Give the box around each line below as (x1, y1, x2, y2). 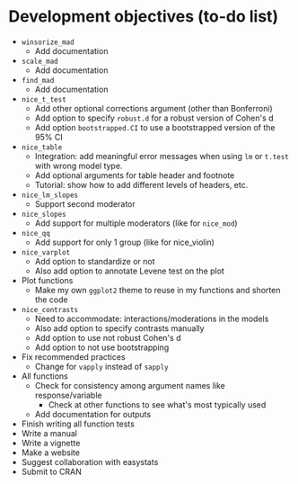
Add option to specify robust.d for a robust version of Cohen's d (34, 112, 275, 123)
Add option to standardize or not (34, 255, 155, 266)
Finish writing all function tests (21, 418, 136, 429)
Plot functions (21, 274, 74, 285)
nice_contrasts (21, 305, 79, 314)
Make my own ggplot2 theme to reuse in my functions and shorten (34, 284, 281, 295)
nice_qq (21, 229, 50, 238)
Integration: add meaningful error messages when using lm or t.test (34, 150, 289, 161)
